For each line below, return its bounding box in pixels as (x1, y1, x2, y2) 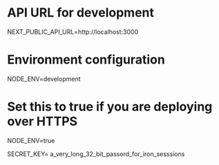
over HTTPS (7, 114, 78, 129)
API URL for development (7, 5, 154, 21)
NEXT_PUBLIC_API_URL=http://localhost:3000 (7, 28, 139, 36)
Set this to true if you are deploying (7, 99, 213, 115)
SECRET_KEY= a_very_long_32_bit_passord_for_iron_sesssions (7, 150, 185, 158)
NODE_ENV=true (7, 136, 55, 144)
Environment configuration (7, 52, 166, 68)
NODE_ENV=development (7, 75, 81, 83)
